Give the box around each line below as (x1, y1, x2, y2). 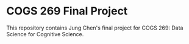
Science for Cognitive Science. (6, 30, 84, 37)
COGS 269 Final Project (6, 4, 128, 18)
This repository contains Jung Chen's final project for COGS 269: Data (6, 24, 184, 31)
